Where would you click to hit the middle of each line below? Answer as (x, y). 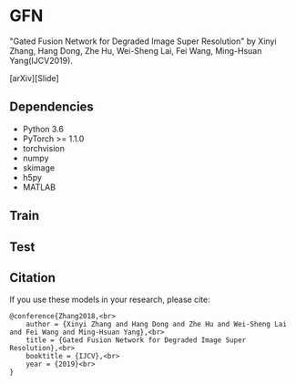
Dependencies (51, 107)
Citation (33, 278)
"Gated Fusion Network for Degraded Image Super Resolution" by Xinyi (143, 41)
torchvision (44, 148)
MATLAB (39, 187)
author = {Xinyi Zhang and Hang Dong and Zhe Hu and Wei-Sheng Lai (156, 325)
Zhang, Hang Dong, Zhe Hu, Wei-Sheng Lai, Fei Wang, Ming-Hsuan (136, 50)
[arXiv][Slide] (34, 78)
